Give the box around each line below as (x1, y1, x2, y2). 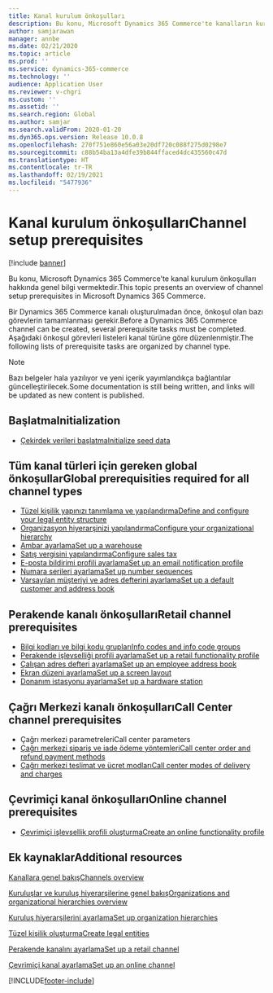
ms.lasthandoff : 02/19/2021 (8, 171, 104, 179)
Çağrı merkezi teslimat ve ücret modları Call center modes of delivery (19, 761, 250, 771)
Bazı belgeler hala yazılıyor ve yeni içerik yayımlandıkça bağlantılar (8, 372, 232, 383)
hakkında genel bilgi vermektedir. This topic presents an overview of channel (8, 282, 264, 292)
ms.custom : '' (8, 95, 57, 103)
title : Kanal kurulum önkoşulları (8, 11, 126, 20)
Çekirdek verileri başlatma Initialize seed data (19, 435, 171, 445)
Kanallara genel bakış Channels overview (8, 872, 145, 882)
